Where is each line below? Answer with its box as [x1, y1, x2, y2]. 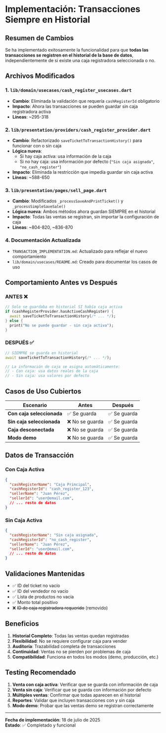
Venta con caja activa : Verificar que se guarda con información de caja [12, 681, 158, 687]
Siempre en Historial [5, 14, 90, 25]
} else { [5, 318, 23, 323]
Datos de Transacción [5, 451, 74, 460]
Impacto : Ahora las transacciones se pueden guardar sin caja [12, 103, 138, 109]
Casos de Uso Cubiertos [5, 387, 82, 396]
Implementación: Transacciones [5, 3, 141, 15]
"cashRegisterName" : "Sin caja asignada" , [9, 533, 98, 537]
